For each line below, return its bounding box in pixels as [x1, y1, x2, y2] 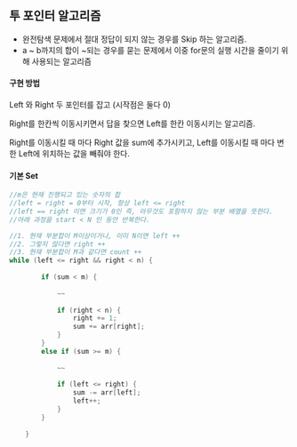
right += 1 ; [72, 314, 117, 323]
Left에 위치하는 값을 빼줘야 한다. [18, 148, 131, 159]
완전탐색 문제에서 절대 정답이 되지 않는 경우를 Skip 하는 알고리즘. [21, 34, 247, 44]
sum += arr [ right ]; [72, 323, 145, 331]
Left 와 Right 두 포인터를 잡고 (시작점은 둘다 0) [9, 100, 172, 110]
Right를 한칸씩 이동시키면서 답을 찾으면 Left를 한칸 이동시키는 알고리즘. [9, 118, 256, 129]
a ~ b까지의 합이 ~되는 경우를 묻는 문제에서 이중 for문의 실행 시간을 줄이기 [21, 44, 280, 55]
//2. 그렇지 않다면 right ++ [9, 239, 107, 249]
